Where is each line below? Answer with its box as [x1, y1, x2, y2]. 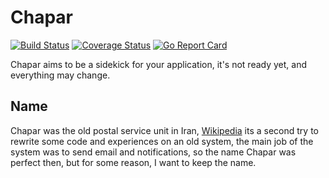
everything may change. [10, 69, 111, 81]
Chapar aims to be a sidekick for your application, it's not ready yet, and [10, 58, 308, 70]
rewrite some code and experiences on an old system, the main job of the [10, 135, 314, 147]
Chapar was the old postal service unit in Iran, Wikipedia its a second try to [10, 124, 319, 136]
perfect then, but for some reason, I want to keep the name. [10, 156, 257, 168]
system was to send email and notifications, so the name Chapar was [10, 146, 297, 158]
